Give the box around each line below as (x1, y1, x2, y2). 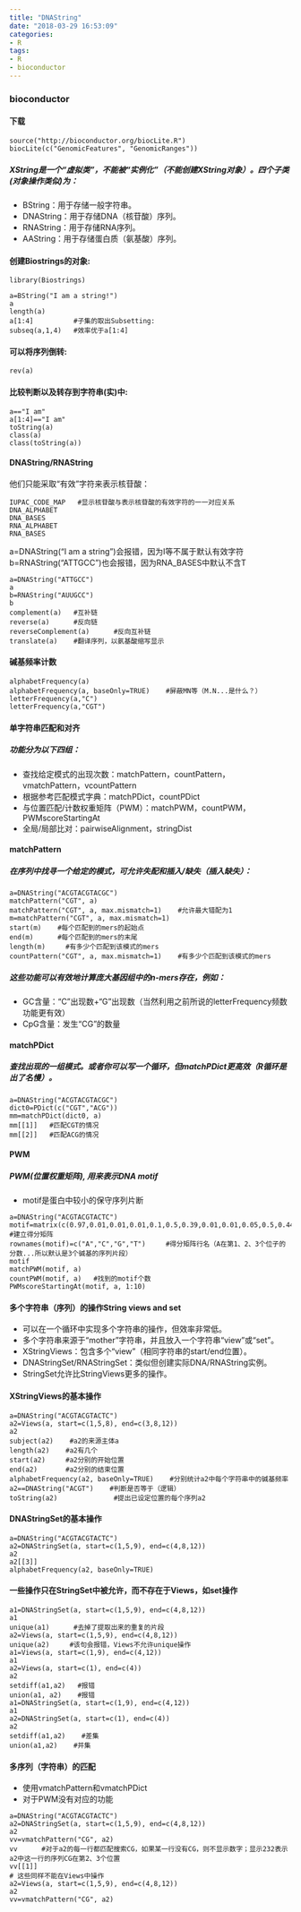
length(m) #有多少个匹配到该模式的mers (9, 942, 159, 952)
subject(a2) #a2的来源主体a (9, 1436, 119, 1445)
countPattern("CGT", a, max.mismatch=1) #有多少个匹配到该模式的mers (9, 952, 271, 961)
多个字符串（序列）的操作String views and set (9, 1302, 182, 1313)
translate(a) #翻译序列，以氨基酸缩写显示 (9, 637, 165, 646)
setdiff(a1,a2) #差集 (9, 1732, 99, 1741)
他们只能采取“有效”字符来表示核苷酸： (9, 478, 150, 489)
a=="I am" (9, 407, 47, 416)
